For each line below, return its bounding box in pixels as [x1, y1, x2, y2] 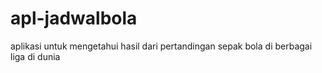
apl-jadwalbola [10, 7, 138, 30]
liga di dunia [10, 50, 61, 62]
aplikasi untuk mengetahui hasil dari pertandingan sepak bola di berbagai [10, 40, 313, 52]
